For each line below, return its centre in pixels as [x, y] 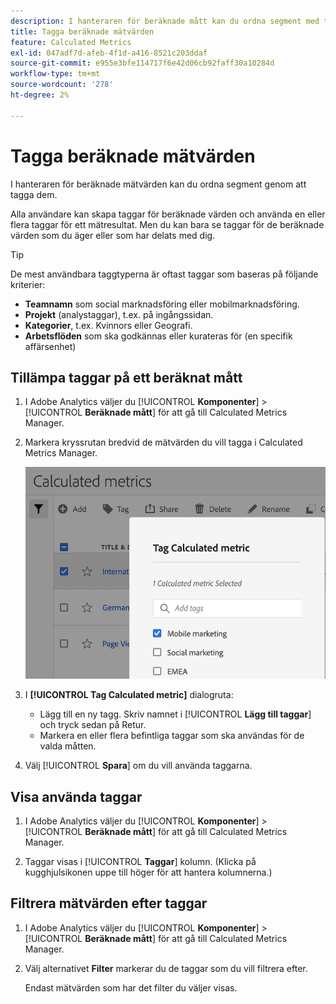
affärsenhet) [50, 346]
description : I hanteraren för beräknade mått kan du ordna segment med [165, 21]
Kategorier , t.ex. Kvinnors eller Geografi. [108, 325]
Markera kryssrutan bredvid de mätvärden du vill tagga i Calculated [163, 442]
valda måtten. [68, 746]
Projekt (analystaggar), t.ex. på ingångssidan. [119, 314]
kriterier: [28, 284]
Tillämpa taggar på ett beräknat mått [126, 377]
